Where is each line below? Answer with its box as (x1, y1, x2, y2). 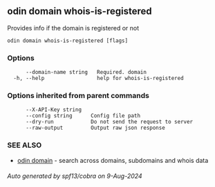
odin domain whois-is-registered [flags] (7, 37, 129, 44)
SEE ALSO (7, 141, 42, 150)
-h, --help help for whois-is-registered (13, 75, 185, 82)
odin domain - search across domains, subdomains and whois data (17, 156, 209, 164)
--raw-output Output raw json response (25, 124, 166, 132)
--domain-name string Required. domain (25, 69, 147, 76)
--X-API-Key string (25, 106, 82, 113)
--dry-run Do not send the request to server (25, 119, 194, 126)
